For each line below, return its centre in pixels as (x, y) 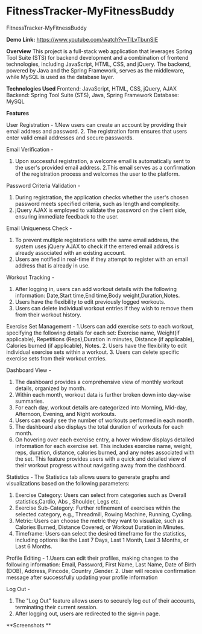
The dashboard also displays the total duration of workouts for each (99, 426)
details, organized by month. (50, 388)
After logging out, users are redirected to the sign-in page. (88, 613)
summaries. (30, 401)
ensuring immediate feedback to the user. (67, 216)
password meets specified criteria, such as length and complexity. (97, 203)
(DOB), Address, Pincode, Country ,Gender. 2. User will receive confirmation (101, 571)
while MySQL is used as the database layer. (60, 77)
